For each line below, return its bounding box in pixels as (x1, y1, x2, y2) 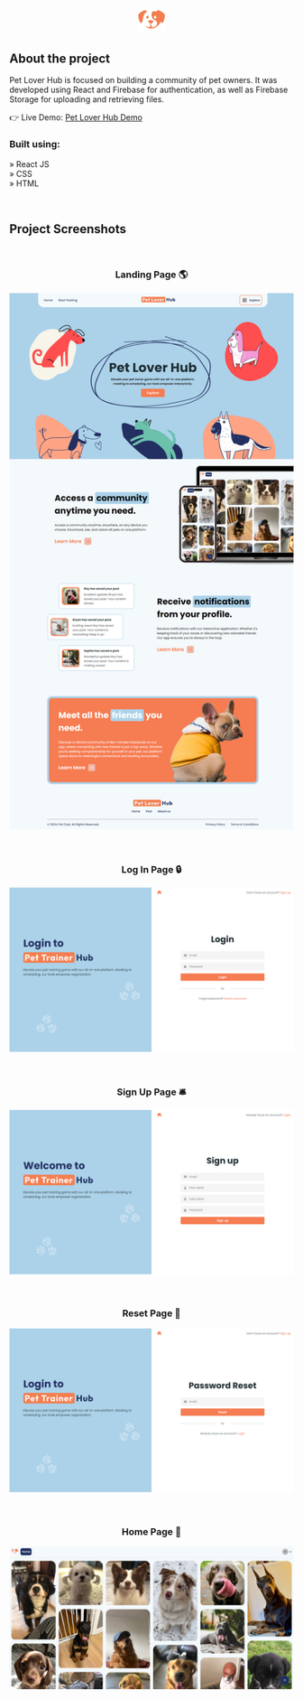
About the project (9, 51, 111, 66)
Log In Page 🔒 (121, 864, 182, 876)
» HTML (9, 178, 40, 189)
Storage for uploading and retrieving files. (9, 94, 165, 105)
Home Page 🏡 (121, 1526, 182, 1538)
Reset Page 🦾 (122, 1307, 181, 1320)
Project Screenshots (9, 221, 126, 237)
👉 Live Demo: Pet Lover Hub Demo (9, 112, 142, 123)
